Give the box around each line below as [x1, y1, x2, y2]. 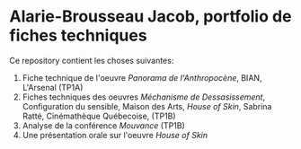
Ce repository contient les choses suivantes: [9, 55, 174, 66]
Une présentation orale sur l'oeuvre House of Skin [22, 129, 208, 140]
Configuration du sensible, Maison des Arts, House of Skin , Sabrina [22, 101, 272, 111]
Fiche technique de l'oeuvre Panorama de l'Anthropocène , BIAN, [22, 72, 262, 83]
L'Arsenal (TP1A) [22, 82, 84, 92]
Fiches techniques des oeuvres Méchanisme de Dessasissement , [22, 92, 266, 102]
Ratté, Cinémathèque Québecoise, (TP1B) [22, 110, 177, 121]
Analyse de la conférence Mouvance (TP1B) [22, 119, 186, 131]
